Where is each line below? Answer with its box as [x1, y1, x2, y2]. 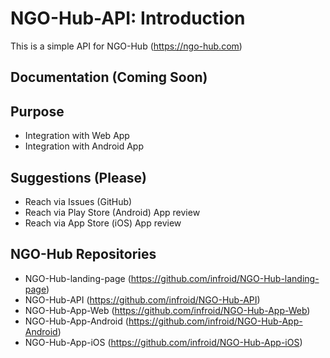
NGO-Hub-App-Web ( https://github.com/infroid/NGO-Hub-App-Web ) [24, 304, 311, 316]
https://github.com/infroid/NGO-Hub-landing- [130, 272, 320, 284]
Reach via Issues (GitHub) [24, 195, 133, 207]
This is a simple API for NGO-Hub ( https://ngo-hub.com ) [10, 40, 243, 52]
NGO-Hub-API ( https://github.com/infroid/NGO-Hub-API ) [24, 293, 261, 306]
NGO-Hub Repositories [10, 246, 157, 263]
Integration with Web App [24, 130, 130, 142]
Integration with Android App [24, 140, 145, 152]
